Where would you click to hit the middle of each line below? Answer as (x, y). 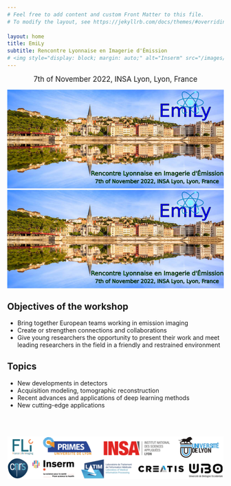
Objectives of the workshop (68, 306)
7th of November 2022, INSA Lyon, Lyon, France (115, 79)
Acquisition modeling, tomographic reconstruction (88, 390)
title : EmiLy (26, 44)
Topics (22, 367)
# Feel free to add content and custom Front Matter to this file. (106, 14)
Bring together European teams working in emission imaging (103, 323)
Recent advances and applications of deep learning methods (103, 398)
